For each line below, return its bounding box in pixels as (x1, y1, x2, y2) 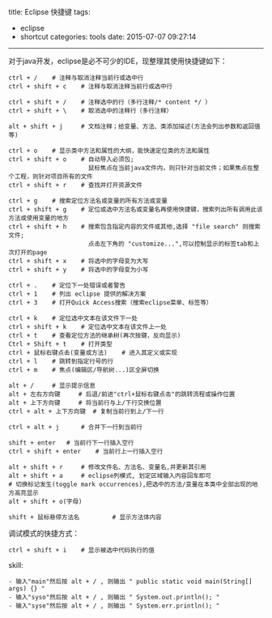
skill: (8, 560, 24, 569)
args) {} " (8, 585, 45, 593)
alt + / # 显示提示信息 (8, 381, 96, 390)
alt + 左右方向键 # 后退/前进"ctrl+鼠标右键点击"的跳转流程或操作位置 (8, 390, 236, 399)
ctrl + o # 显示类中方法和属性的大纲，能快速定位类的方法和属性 (8, 147, 210, 155)
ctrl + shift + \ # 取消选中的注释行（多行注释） (8, 107, 172, 115)
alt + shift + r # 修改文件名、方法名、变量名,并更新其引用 (8, 463, 206, 471)
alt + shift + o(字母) (8, 497, 83, 505)
